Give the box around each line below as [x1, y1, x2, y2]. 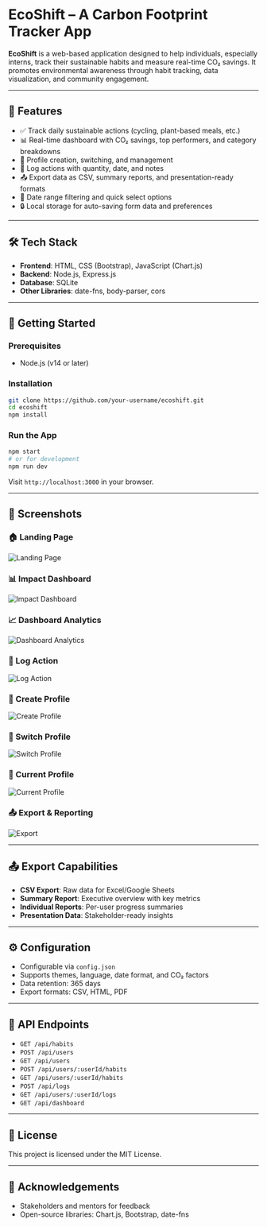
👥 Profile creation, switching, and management [19, 155, 173, 165]
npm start [8, 447, 41, 456]
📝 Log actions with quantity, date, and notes [19, 163, 164, 172]
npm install [8, 411, 48, 419]
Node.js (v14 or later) [19, 358, 89, 368]
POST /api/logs [19, 1082, 71, 1090]
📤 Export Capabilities [8, 860, 118, 873]
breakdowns [19, 146, 61, 156]
